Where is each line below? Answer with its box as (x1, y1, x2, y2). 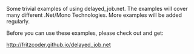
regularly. (6, 18, 30, 25)
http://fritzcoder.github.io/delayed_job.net (6, 41, 111, 48)
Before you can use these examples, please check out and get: (6, 29, 164, 37)
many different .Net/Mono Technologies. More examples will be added (6, 11, 182, 19)
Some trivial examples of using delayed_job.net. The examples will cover (6, 5, 188, 12)
